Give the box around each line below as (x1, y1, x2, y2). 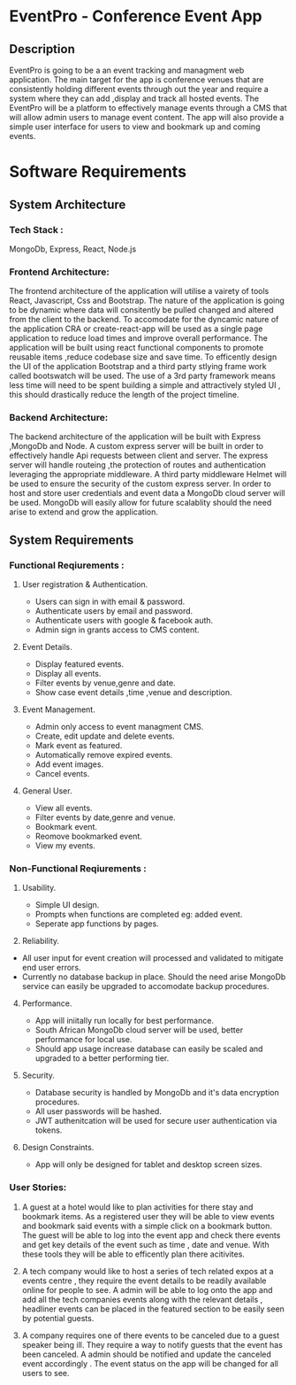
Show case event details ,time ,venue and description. (34, 687, 232, 698)
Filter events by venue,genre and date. (34, 677, 176, 688)
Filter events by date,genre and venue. (34, 812, 176, 823)
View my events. (34, 840, 95, 851)
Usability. (21, 883, 57, 894)
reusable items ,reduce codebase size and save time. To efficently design (9, 352, 277, 362)
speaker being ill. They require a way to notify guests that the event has (21, 1339, 283, 1350)
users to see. (21, 1367, 70, 1378)
